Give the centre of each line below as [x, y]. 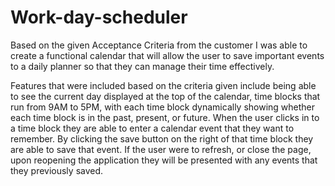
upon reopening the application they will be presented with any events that [164, 160]
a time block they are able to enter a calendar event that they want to [152, 128]
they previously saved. [57, 170]
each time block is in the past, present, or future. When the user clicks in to [165, 117]
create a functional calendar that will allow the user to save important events [167, 55]
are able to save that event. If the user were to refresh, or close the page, [161, 149]
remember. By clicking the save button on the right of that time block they [162, 138]
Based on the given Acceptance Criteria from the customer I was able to [159, 45]
